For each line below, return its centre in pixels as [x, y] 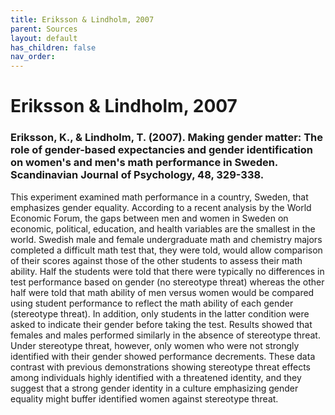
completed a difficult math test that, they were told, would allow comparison [166, 250]
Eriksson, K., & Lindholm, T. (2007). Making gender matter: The [167, 138]
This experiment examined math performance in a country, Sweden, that [159, 197]
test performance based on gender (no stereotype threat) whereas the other [167, 282]
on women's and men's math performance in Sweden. [144, 163]
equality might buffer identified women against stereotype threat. [144, 398]
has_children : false [53, 47]
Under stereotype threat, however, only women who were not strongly [155, 345]
